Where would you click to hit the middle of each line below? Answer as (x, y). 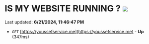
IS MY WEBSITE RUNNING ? (63, 9)
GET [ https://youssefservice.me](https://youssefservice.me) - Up (78, 31)
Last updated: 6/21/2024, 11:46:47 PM (44, 22)
